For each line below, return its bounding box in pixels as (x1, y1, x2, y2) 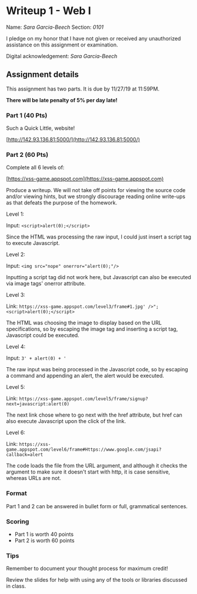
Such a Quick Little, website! (6, 125, 75, 132)
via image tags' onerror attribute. (6, 280, 86, 287)
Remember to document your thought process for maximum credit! (6, 565, 169, 572)
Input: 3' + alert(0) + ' (6, 354, 66, 362)
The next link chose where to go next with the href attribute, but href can (6, 411, 182, 418)
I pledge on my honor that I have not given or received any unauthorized (6, 35, 181, 42)
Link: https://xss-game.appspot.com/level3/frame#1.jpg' (6, 303, 146, 310)
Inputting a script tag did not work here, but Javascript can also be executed (6, 274, 191, 281)
